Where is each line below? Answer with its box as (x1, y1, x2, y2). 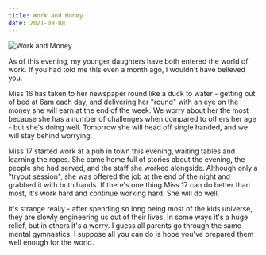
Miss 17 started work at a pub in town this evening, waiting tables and (8, 146, 236, 156)
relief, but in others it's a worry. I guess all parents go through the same (8, 220, 242, 230)
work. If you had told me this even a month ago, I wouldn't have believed (8, 64, 246, 74)
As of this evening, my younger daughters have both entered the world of (8, 56, 249, 66)
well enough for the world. (8, 238, 94, 247)
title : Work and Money (8, 11, 83, 20)
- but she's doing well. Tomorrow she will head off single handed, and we (8, 122, 249, 132)
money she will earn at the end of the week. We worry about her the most (8, 105, 249, 115)
